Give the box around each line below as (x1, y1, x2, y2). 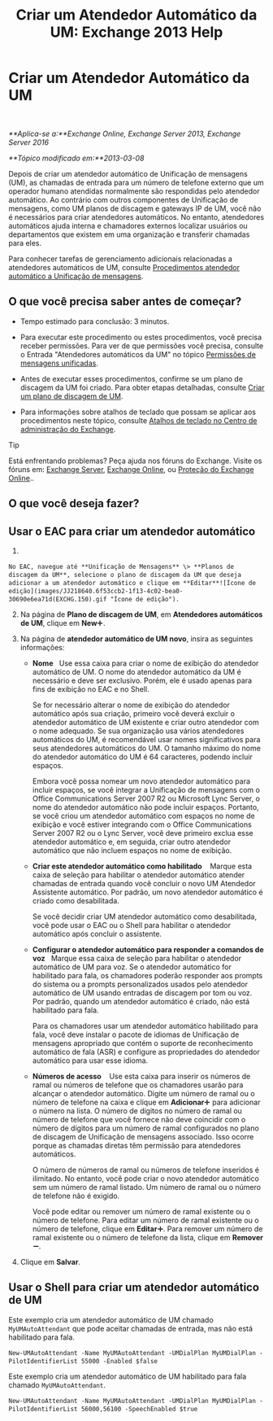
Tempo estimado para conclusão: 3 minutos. (19, 316, 170, 326)
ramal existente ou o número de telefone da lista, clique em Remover (32, 1232, 264, 1242)
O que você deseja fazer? (8, 496, 140, 510)
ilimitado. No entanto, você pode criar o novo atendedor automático (32, 1174, 260, 1183)
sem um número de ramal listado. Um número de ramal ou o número (32, 1182, 262, 1191)
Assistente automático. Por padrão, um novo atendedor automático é (32, 887, 263, 897)
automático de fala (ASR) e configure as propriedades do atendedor (32, 1047, 260, 1056)
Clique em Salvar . (19, 1257, 81, 1266)
